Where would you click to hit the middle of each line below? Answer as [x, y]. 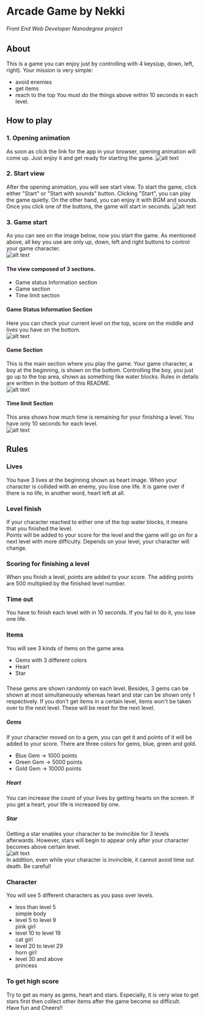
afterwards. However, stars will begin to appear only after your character [98, 840]
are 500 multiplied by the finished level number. [66, 584]
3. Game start [27, 222]
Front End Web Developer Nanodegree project [65, 28]
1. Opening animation [38, 138]
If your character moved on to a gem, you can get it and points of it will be [99, 738]
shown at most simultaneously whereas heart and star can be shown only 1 [101, 695]
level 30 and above [39, 959]
